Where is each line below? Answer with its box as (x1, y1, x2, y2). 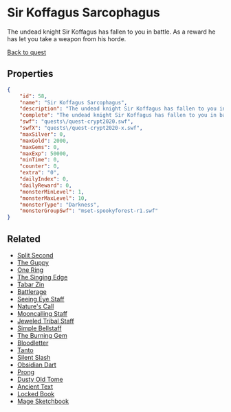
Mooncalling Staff (16, 309, 67, 317)
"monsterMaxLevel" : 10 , (19, 194, 88, 202)
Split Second (16, 251, 54, 259)
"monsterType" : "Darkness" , (19, 201, 100, 208)
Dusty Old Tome (16, 375, 63, 383)
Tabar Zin (16, 280, 45, 288)
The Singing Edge (16, 273, 68, 281)
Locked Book (16, 389, 55, 398)
